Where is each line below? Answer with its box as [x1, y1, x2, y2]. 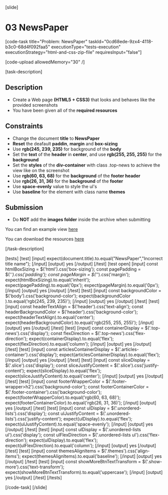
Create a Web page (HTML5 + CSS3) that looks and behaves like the [12, 97, 155, 103]
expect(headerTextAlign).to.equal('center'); [5, 314, 95, 320]
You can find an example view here [5, 226, 78, 232]
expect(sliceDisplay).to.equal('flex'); [26, 368, 102, 374]
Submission [5, 203, 44, 212]
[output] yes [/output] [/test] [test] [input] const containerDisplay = [5, 325, 144, 331]
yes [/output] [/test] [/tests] [5, 475, 62, 481]
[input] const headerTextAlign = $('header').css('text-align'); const [5, 304, 143, 310]
